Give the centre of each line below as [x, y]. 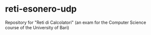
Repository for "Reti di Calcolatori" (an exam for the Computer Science [76, 22]
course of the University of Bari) [37, 27]
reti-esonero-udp [41, 9]
